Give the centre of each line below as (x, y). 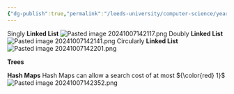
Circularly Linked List (148, 41)
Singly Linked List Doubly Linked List (115, 33)
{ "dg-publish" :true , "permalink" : (56, 14)
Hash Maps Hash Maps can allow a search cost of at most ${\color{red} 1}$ (116, 75)
